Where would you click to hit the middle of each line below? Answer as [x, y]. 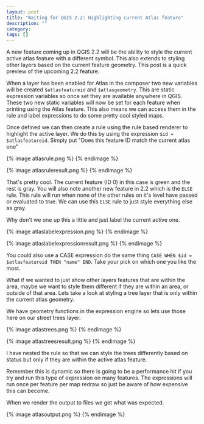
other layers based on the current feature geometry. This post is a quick [97, 65]
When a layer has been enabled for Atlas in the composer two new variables [102, 83]
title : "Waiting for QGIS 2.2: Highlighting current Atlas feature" [95, 18]
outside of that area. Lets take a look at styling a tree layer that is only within [102, 293]
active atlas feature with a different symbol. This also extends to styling [96, 58]
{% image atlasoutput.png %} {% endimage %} [66, 414]
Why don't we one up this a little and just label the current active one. [93, 220]
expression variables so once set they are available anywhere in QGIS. [94, 96]
